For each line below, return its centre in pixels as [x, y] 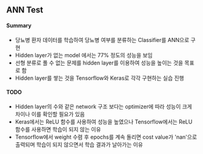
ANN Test [25, 10]
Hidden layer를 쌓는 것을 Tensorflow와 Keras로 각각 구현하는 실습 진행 [99, 78]
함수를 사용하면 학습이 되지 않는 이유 [58, 129]
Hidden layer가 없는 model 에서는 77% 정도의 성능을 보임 [84, 55]
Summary [19, 25]
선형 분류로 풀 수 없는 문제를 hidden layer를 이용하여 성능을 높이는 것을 [99, 63]
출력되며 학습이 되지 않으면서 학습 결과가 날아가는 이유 [79, 144]
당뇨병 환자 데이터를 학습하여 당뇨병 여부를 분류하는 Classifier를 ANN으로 [102, 40]
